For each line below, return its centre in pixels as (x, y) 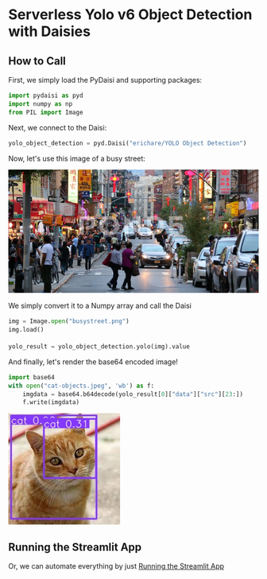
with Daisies (50, 31)
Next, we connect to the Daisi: (58, 127)
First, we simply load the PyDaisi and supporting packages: (105, 80)
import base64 (32, 377)
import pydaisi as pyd (46, 95)
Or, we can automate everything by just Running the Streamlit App (116, 566)
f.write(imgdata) (51, 402)
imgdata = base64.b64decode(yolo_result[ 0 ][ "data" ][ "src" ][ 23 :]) (133, 394)
